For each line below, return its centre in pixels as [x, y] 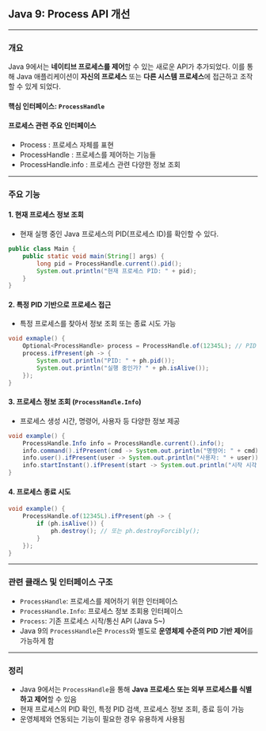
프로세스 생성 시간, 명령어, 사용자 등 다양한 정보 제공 [100, 421]
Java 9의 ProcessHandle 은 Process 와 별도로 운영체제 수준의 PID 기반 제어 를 [136, 630]
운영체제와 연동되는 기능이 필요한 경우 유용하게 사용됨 [102, 718]
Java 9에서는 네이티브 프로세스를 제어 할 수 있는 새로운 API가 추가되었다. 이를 [127, 67]
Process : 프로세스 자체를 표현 [66, 144]
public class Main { [42, 249]
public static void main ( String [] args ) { [93, 256]
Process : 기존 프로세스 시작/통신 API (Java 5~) [92, 621]
